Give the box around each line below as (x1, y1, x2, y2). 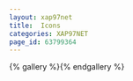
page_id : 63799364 (9, 37, 77, 47)
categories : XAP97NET (9, 29, 89, 38)
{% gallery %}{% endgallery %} (9, 62, 125, 72)
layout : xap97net (9, 12, 73, 22)
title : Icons (9, 21, 62, 30)
